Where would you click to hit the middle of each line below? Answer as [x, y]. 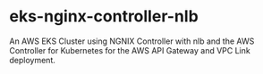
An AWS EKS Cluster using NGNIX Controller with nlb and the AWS [132, 41]
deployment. [32, 60]
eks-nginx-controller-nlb [104, 16]
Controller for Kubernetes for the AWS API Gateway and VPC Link [130, 50]
